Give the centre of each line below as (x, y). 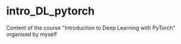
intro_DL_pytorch (51, 11)
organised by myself (32, 34)
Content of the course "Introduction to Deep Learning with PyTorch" (91, 28)
